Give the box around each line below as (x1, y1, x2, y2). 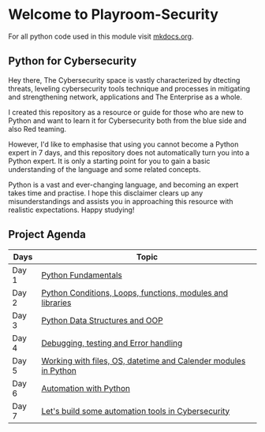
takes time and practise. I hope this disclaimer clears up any (8, 188, 203, 198)
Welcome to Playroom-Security (8, 6, 219, 24)
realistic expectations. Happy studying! (8, 205, 135, 214)
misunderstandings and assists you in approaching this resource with (8, 196, 234, 206)
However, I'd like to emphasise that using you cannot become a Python (8, 140, 239, 149)
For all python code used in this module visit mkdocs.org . (8, 32, 194, 41)
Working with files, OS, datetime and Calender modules (41, 355, 246, 366)
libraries (41, 297, 72, 308)
